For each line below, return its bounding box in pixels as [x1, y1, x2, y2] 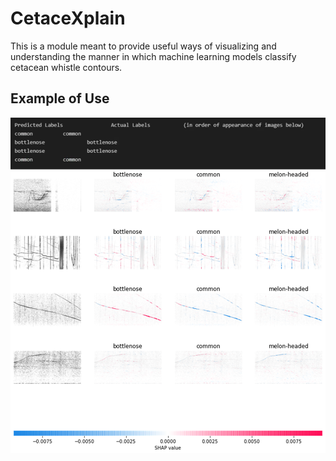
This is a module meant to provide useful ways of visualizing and [10, 40, 277, 52]
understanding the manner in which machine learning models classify [10, 50, 297, 62]
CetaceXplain [10, 7, 126, 30]
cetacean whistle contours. [10, 61, 123, 73]
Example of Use [10, 90, 110, 107]
